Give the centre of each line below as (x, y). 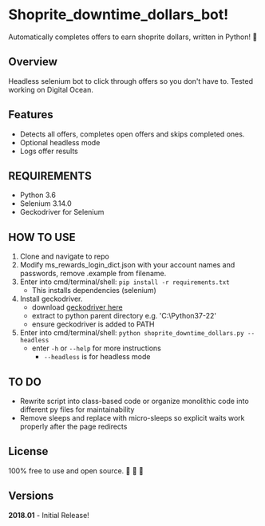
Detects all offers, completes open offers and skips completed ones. (132, 134)
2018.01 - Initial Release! (49, 515)
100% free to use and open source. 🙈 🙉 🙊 (76, 471)
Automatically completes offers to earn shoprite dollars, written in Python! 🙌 (133, 37)
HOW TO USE (42, 237)
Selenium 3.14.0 (45, 204)
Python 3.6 (38, 195)
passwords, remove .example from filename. (93, 274)
